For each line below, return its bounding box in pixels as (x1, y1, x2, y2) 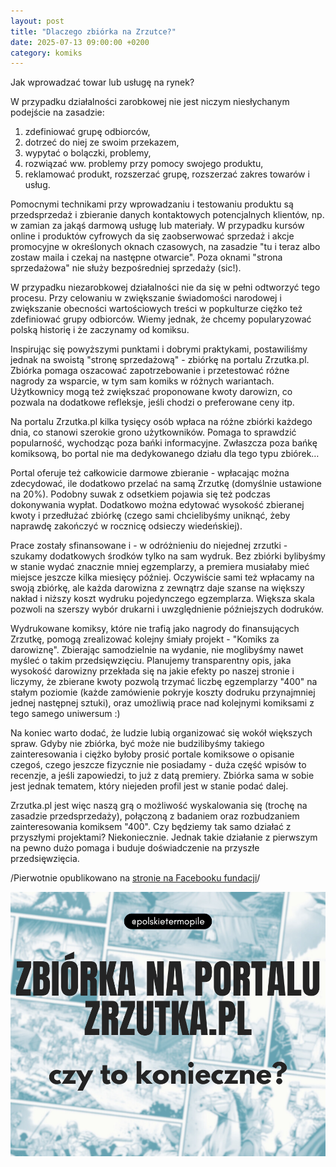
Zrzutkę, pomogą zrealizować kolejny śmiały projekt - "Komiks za (10, 633, 280, 645)
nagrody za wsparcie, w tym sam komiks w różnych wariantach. (10, 375, 275, 387)
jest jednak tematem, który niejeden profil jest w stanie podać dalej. (10, 780, 289, 792)
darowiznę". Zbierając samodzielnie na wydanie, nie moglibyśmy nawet (10, 644, 304, 656)
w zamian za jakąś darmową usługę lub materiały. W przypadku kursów (10, 220, 305, 232)
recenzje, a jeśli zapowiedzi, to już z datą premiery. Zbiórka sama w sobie (10, 770, 315, 782)
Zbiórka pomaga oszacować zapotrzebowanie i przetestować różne (10, 365, 290, 377)
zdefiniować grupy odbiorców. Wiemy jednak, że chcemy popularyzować (10, 313, 312, 325)
